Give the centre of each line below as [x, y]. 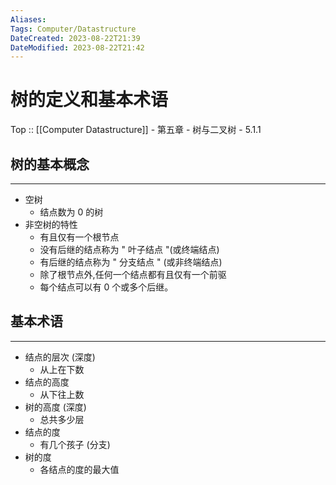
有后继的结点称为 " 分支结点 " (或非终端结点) [131, 262]
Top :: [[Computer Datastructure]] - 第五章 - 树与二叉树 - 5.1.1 [136, 130]
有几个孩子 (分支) [75, 444]
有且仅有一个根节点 [79, 237]
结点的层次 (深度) [60, 357]
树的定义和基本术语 [89, 100]
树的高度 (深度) [55, 407]
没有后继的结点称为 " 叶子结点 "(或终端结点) [129, 249]
